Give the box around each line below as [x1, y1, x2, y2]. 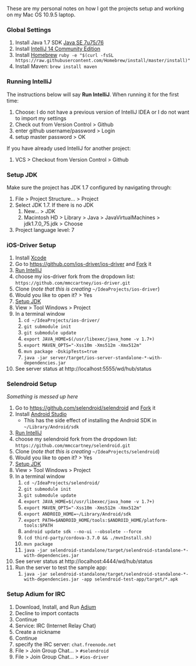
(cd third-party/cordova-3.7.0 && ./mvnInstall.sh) [23, 535, 152, 541]
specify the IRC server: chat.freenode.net [15, 641, 116, 648]
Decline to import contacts [15, 609, 79, 617]
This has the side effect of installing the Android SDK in [23, 417, 157, 424]
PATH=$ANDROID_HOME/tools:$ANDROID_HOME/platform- [42, 518, 168, 524]
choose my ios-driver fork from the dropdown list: [15, 273, 135, 280]
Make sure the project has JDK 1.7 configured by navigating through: [6, 184, 171, 191]
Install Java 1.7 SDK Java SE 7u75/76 [15, 39, 104, 46]
